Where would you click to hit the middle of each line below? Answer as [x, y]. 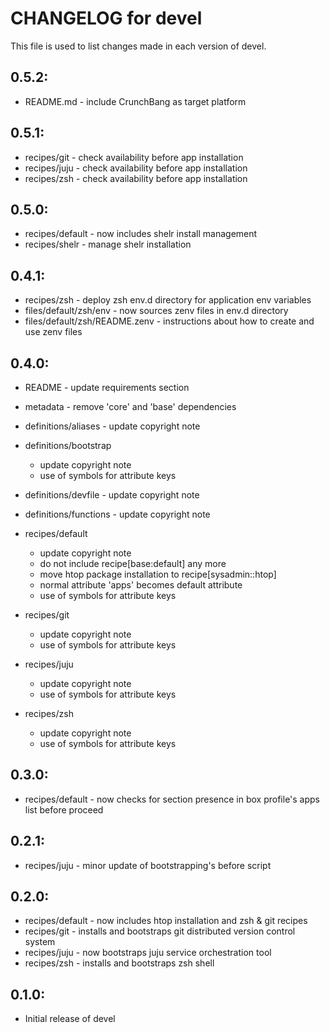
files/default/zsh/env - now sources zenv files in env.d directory [156, 311]
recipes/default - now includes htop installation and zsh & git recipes [166, 921]
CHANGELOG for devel [106, 18]
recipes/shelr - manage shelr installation [108, 244]
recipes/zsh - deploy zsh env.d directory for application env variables [168, 300]
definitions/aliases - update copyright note [112, 426]
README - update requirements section [107, 387]
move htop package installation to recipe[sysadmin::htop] [158, 574]
